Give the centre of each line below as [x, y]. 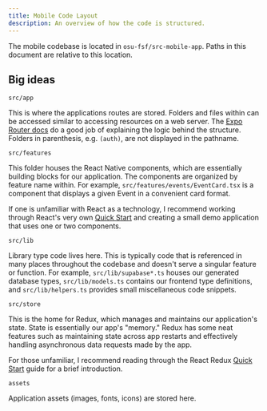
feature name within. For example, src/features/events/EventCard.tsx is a [131, 185]
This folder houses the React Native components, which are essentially [125, 168]
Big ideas [32, 80]
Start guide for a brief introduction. [66, 369]
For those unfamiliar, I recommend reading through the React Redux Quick [131, 361]
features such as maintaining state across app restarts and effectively [123, 336]
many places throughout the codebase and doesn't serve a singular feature [133, 264]
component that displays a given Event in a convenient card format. [120, 194]
